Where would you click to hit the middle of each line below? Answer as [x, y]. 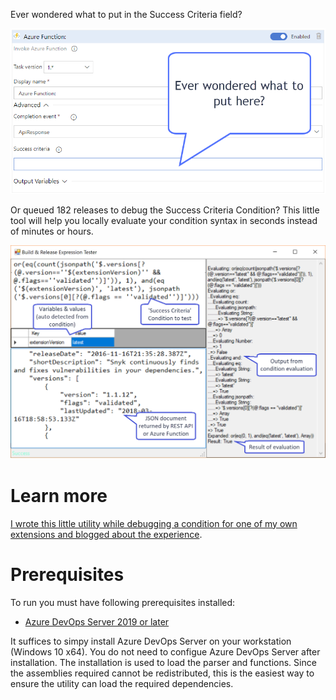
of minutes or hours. [52, 231]
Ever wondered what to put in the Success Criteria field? [126, 14]
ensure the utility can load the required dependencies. [122, 683]
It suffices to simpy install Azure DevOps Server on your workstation [151, 641]
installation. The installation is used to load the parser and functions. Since [163, 662]
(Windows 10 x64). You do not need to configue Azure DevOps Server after [165, 651]
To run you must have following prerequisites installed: [123, 602]
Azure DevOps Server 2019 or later [97, 621]
